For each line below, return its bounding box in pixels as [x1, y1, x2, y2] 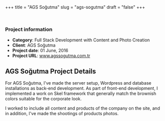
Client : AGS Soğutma [12, 42, 56, 48]
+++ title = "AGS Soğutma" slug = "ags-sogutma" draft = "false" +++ [5, 4, 145, 10]
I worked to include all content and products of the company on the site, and [5, 105, 160, 111]
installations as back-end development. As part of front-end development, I [5, 86, 158, 91]
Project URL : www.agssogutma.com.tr [12, 53, 91, 59]
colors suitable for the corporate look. [5, 96, 82, 102]
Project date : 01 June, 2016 [12, 48, 68, 54]
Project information [5, 26, 53, 32]
